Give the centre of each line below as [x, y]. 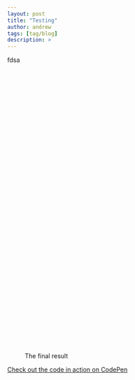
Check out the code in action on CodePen [67, 369]
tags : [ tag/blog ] [33, 33]
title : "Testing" [33, 20]
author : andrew [29, 27]
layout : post [26, 14]
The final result [47, 356]
